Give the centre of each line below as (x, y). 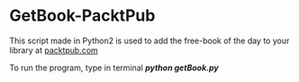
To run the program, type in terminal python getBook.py (114, 68)
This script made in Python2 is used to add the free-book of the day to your (149, 41)
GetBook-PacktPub (82, 16)
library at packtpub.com (54, 50)
